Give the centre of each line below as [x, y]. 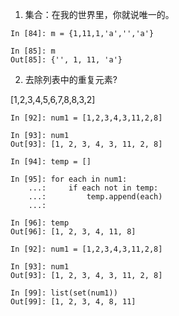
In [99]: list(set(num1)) [64, 293]
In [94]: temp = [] [51, 162]
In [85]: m [33, 51]
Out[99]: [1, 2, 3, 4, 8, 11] [73, 302]
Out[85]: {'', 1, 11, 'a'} [66, 60]
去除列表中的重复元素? [71, 79]
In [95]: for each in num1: [69, 179]
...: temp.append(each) [95, 197]
